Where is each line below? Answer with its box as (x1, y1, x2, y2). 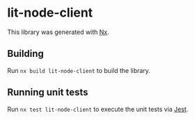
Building (7, 48, 44, 60)
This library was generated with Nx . (7, 28, 109, 36)
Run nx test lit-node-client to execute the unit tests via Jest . (7, 105, 189, 113)
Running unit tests (7, 87, 88, 98)
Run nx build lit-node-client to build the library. (7, 66, 151, 74)
